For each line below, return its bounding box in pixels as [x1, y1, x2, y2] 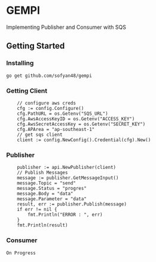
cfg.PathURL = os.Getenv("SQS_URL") [17, 111, 109, 117]
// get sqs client [17, 132, 63, 138]
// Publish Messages [17, 169, 68, 176]
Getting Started [6, 41, 65, 51]
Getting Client [6, 87, 48, 95]
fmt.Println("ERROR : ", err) [27, 212, 103, 218]
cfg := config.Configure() [17, 105, 84, 111]
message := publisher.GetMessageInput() [17, 175, 119, 181]
